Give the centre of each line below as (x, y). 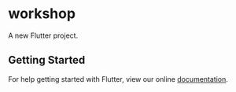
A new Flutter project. (43, 35)
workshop (42, 14)
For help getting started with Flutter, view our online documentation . (118, 79)
